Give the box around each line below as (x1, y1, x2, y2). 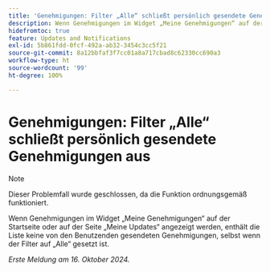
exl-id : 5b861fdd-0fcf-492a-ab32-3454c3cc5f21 (8, 42, 167, 50)
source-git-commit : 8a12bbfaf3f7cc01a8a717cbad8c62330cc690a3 (8, 49, 221, 57)
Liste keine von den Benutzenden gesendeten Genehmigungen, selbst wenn (8, 230, 261, 240)
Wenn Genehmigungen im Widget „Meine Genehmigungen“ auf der (8, 213, 231, 223)
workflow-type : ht (8, 57, 70, 65)
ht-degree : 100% (8, 71, 63, 79)
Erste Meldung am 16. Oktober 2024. (8, 254, 130, 264)
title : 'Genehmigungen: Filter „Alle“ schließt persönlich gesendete (8, 11, 247, 20)
